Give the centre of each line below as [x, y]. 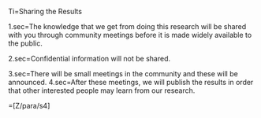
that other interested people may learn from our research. [102, 90]
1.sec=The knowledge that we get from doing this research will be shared [127, 26]
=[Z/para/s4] [29, 106]
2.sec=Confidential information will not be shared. [89, 59]
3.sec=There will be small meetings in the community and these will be [123, 74]
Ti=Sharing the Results [45, 11]
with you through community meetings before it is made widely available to [130, 35]
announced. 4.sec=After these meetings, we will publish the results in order [131, 82]
